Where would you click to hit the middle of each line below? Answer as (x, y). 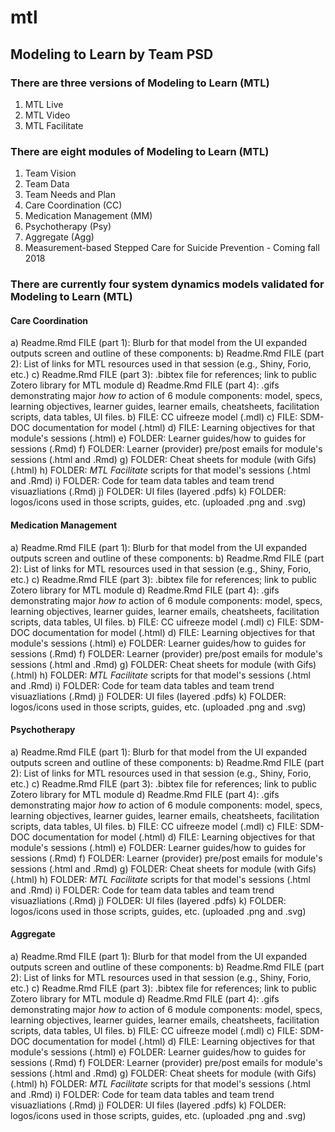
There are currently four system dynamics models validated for (167, 284)
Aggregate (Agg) (59, 237)
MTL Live (44, 104)
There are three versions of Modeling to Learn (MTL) (140, 83)
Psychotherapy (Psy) (68, 227)
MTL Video (47, 115)
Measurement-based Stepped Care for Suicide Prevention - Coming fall (172, 248)
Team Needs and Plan (70, 195)
